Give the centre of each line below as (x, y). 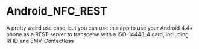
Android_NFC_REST (57, 11)
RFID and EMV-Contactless (40, 41)
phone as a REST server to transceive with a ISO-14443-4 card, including (97, 34)
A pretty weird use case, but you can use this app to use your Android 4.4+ (100, 28)
